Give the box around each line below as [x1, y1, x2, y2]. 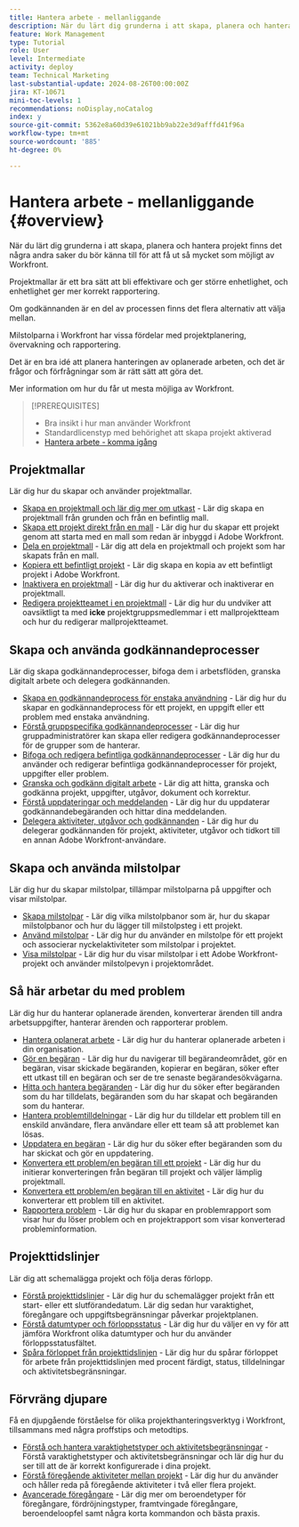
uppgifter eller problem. [21, 768, 109, 779]
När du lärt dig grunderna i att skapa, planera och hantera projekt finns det [9, 240, 283, 250]
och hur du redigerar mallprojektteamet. [21, 616, 169, 628]
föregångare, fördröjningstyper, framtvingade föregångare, [21, 1499, 238, 1509]
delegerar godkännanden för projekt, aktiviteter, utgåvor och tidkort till [21, 825, 280, 836]
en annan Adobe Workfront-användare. [21, 834, 166, 846]
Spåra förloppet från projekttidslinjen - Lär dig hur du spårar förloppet [21, 1346, 279, 1358]
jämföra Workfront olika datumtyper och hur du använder [21, 1328, 232, 1338]
